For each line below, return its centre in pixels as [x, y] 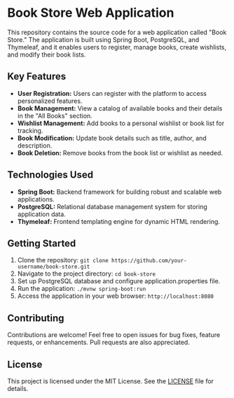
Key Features [37, 77]
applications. [36, 199]
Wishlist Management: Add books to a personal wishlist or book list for [121, 123]
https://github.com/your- [149, 261]
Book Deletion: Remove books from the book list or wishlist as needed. [120, 152]
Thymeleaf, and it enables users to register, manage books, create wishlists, [117, 47]
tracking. [30, 130]
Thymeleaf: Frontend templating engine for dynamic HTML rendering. [119, 221]
